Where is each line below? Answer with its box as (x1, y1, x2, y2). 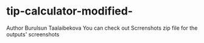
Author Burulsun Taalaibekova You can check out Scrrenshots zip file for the (6, 24, 198, 31)
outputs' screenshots (6, 30, 60, 38)
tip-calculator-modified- (6, 4, 133, 18)
